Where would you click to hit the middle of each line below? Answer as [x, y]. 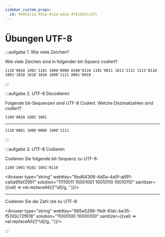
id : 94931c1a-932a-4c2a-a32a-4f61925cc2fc [54, 14]
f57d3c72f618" [20, 216]
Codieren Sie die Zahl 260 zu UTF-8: [42, 202]
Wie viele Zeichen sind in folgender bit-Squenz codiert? [61, 61]
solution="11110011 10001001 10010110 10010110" [86, 182]
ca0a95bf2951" [21, 182]
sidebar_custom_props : [28, 10]
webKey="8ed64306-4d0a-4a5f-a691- [93, 177]
